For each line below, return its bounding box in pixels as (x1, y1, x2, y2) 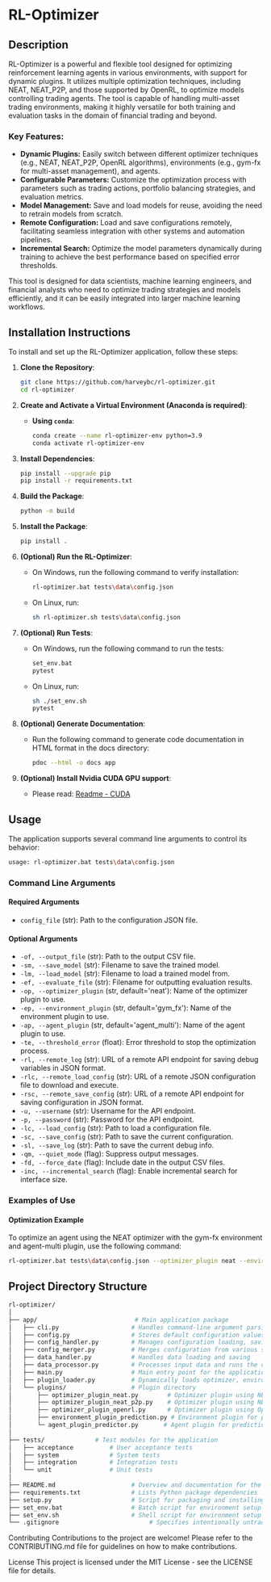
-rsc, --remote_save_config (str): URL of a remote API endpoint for (19, 1089, 244, 1099)
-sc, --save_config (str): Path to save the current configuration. (19, 1132, 234, 1142)
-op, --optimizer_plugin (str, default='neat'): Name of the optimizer (19, 986, 248, 996)
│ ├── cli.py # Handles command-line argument (8, 1323, 244, 1332)
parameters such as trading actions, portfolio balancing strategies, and (19, 183, 256, 193)
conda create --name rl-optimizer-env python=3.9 (31, 431, 203, 439)
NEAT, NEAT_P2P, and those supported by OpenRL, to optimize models (8, 85, 244, 94)
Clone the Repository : (19, 363, 95, 372)
